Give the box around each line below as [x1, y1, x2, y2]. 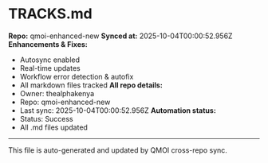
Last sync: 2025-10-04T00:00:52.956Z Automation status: [19, 105, 217, 115]
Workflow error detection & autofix [19, 72, 134, 81]
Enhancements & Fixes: [8, 39, 88, 49]
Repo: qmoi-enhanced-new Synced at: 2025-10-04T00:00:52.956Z [8, 31, 233, 41]
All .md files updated [19, 122, 88, 132]
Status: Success [19, 114, 73, 123]
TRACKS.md [8, 5, 93, 23]
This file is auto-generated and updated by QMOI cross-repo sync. [8, 145, 227, 155]
